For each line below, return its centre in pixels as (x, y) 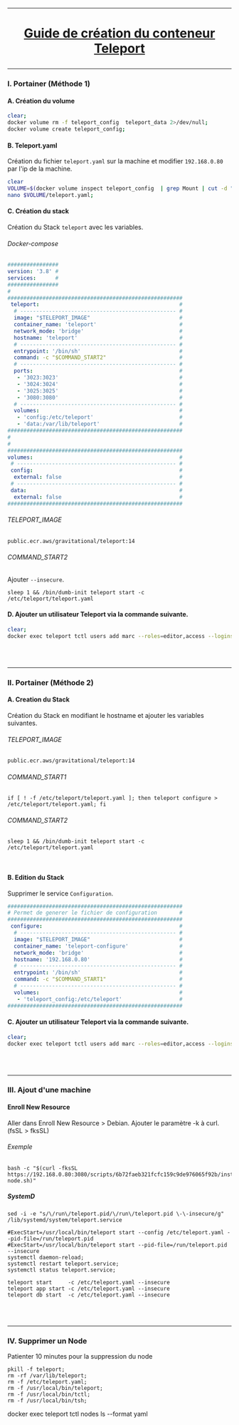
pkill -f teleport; (36, 1370)
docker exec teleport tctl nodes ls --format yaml (78, 1414)
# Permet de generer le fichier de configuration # (95, 913)
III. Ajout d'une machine (49, 1090)
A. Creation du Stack (38, 699)
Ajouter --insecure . (36, 579)
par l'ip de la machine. (40, 169)
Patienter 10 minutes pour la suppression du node (80, 1356)
